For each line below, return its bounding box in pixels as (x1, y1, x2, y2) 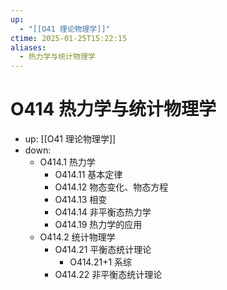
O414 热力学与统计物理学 (10, 98, 217, 121)
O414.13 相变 (54, 194, 108, 206)
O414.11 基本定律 (54, 169, 123, 181)
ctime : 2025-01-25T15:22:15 (10, 33, 128, 43)
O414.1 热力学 (39, 156, 96, 168)
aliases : (10, 42, 47, 53)
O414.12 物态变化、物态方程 (54, 181, 169, 193)
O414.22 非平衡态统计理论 (54, 269, 163, 281)
